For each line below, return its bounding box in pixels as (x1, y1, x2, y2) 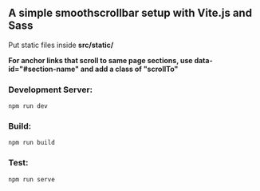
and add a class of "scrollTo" (80, 64, 179, 74)
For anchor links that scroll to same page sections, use (8, 55, 193, 65)
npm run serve (8, 175, 56, 183)
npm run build (8, 139, 56, 147)
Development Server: (8, 84, 93, 95)
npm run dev (8, 102, 48, 110)
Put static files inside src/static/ (8, 40, 114, 50)
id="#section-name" (8, 64, 80, 74)
